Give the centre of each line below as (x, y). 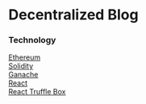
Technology (32, 40)
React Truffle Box (37, 92)
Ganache (23, 75)
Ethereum (25, 57)
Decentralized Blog (73, 15)
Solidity (21, 66)
